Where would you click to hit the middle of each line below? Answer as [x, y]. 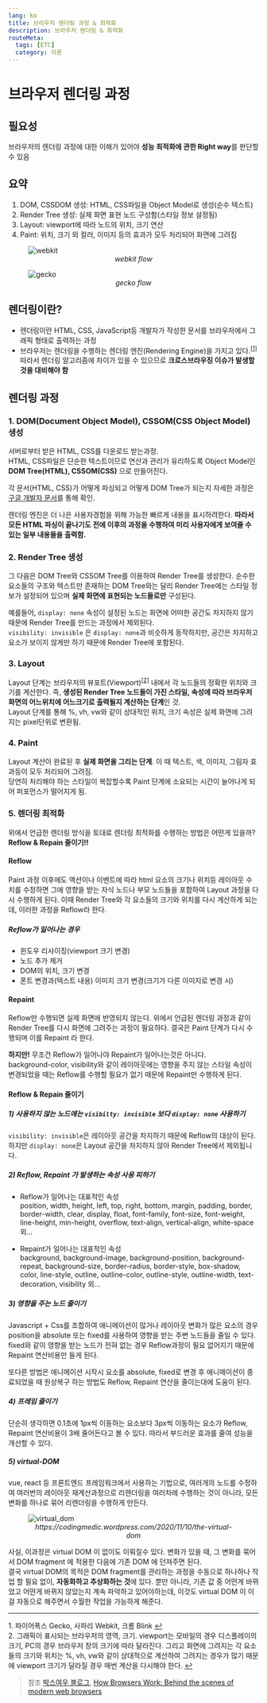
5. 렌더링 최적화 [37, 814]
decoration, [39, 1283]
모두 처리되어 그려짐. [61, 771]
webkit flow [133, 258]
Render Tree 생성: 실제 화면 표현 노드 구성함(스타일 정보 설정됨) [118, 215]
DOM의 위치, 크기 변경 [54, 970]
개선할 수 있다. [31, 1442]
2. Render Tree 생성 [46, 557]
